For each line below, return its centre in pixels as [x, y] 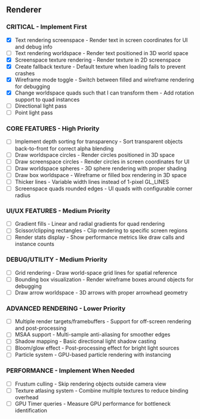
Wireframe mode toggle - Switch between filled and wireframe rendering [104, 80]
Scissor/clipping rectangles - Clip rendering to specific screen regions [101, 230]
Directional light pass [41, 106]
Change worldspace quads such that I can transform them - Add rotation [104, 93]
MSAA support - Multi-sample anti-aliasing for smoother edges [93, 335]
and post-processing [41, 328]
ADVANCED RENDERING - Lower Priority [66, 308]
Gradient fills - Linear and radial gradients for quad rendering [90, 224]
